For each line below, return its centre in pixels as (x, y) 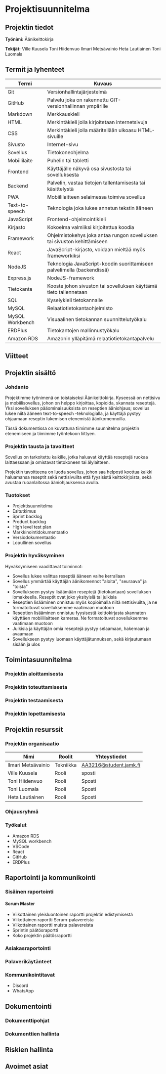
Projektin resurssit (34, 730)
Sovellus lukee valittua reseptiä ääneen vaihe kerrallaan (69, 576)
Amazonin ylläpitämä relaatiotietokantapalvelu (101, 338)
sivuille (55, 136)
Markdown (20, 114)
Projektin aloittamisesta (34, 674)
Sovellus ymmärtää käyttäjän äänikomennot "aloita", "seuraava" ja (80, 581)
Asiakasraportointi (28, 948)
